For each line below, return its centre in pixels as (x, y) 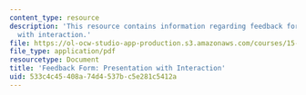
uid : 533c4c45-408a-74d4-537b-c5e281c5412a (93, 77)
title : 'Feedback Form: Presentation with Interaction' (117, 69)
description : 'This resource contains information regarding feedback (146, 26)
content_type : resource (55, 18)
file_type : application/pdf (63, 52)
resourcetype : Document (55, 60)
